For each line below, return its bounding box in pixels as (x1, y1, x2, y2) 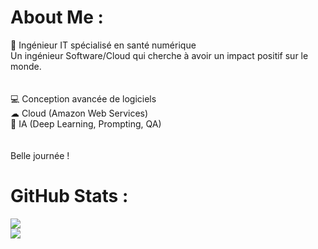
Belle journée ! (10, 149, 70, 161)
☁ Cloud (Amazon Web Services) (10, 107, 149, 119)
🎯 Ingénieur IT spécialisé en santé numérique (10, 39, 197, 51)
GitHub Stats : (10, 185, 129, 208)
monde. (10, 60, 42, 72)
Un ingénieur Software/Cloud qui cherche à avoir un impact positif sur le (10, 49, 309, 61)
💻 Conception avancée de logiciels (10, 92, 157, 105)
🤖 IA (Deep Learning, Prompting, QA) (10, 117, 162, 130)
